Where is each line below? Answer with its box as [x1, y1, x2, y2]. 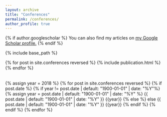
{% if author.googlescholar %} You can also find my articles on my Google [5, 35, 158, 41]
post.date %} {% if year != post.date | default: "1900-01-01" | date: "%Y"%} [5, 85, 161, 91]
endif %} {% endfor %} [5, 107, 53, 113]
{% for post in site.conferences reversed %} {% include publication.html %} [5, 59, 161, 65]
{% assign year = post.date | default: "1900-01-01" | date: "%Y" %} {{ [5, 91, 148, 97]
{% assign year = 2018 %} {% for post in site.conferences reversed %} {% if [5, 80, 162, 86]
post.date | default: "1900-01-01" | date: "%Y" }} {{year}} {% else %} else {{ [5, 96, 161, 102]
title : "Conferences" [5, 12, 50, 17]
